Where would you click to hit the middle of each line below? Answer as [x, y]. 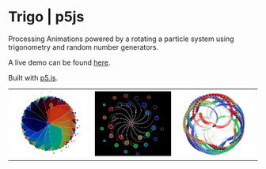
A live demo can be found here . [59, 62]
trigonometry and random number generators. [84, 47]
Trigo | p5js [46, 17]
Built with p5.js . [33, 77]
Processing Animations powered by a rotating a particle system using [121, 39]
